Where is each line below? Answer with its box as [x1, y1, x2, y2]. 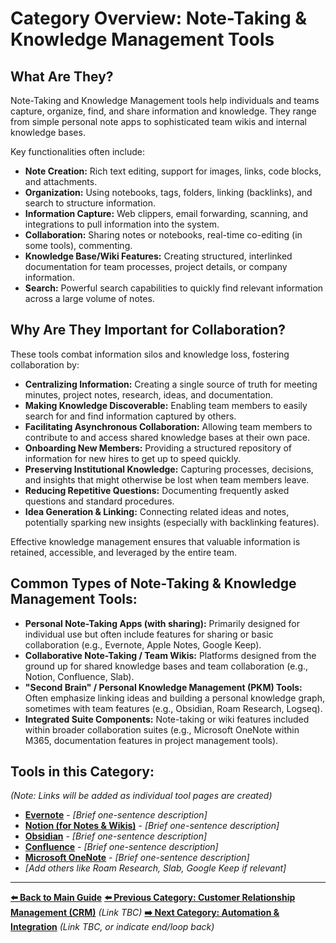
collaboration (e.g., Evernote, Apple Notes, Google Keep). [24, 638, 262, 651]
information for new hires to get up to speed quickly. [24, 452, 242, 464]
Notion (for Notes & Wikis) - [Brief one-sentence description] [24, 820, 280, 832]
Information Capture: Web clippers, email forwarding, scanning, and [24, 208, 309, 219]
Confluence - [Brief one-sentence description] [24, 841, 219, 853]
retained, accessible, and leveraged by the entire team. [10, 546, 237, 558]
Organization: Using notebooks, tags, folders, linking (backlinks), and [24, 187, 313, 198]
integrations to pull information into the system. [24, 218, 220, 230]
